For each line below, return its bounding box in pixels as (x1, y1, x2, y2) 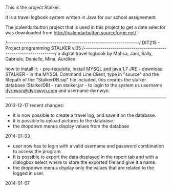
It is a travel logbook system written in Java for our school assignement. (5, 14, 157, 20)
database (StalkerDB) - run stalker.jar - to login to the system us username (5, 82, 162, 88)
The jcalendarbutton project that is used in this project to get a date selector (5, 24, 166, 30)
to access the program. (12, 149, 62, 154)
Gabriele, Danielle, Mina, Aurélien (5, 56, 76, 62)
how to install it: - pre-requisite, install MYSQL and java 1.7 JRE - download (5, 66, 163, 72)
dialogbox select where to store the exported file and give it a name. (12, 159, 157, 165)
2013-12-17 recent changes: (5, 102, 64, 108)
